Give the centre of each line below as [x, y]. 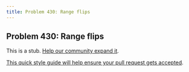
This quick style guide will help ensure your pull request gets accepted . [95, 63]
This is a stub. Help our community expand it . [63, 51]
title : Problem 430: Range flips [48, 12]
